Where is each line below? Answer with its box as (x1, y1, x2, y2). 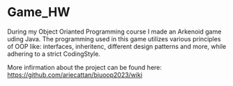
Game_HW (7, 4, 70, 20)
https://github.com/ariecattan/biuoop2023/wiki (7, 71, 143, 79)
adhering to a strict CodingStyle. (7, 50, 101, 58)
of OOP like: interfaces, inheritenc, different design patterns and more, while (7, 42, 227, 50)
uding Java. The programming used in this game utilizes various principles (7, 34, 221, 43)
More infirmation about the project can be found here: (7, 63, 163, 71)
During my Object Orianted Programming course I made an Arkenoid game (7, 27, 222, 36)
